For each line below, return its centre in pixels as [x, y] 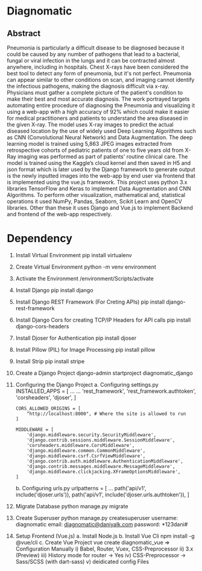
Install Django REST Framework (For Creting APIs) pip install [90, 302]
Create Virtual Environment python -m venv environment [86, 267]
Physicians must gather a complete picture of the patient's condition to [95, 92]
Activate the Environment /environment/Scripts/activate [85, 278]
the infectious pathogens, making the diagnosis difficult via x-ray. [88, 86]
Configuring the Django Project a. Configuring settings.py [87, 384]
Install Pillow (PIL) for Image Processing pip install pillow [85, 349]
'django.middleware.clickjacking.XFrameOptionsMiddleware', [104, 472]
